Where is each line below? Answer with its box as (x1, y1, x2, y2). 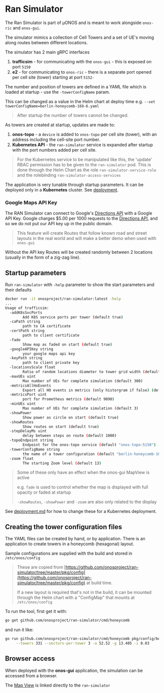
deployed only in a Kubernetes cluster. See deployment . (5, 187, 119, 192)
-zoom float (9, 456, 34, 461)
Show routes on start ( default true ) (22, 424, 99, 429)
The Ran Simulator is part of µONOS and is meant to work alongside (5, 20, 142, 26)
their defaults (5, 287, 32, 293)
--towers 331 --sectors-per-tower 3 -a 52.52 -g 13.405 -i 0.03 (16, 640, 150, 646)
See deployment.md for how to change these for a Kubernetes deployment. (5, 508, 157, 514)
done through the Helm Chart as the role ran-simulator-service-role (17, 167, 157, 173)
